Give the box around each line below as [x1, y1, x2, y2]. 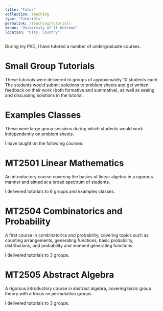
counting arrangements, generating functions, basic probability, [5, 237, 134, 243]
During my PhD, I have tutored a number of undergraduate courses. [5, 44, 141, 49]
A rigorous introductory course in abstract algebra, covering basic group [5, 285, 152, 291]
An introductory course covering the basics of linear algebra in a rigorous [5, 173, 153, 179]
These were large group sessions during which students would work [5, 125, 143, 131]
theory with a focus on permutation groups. [5, 290, 93, 296]
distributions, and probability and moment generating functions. [5, 242, 134, 248]
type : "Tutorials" [5, 16, 43, 21]
